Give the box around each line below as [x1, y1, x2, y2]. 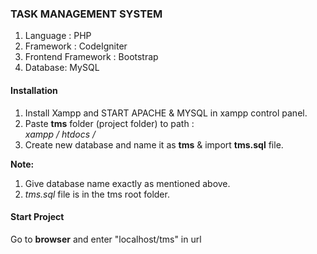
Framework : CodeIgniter [24, 40, 128, 52]
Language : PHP [24, 30, 92, 42]
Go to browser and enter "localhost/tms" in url [10, 233, 202, 245]
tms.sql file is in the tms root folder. [24, 188, 170, 200]
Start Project [10, 211, 65, 223]
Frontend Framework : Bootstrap [24, 51, 159, 63]
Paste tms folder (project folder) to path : [24, 117, 195, 129]
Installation [10, 84, 58, 96]
